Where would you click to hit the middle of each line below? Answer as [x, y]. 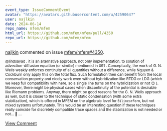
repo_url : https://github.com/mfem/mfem [48, 38]
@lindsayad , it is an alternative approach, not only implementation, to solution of [75, 61]
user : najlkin [20, 19]
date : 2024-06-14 [23, 24]
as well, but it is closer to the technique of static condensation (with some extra [73, 96]
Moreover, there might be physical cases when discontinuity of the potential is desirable [81, 88]
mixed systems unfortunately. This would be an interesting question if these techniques [80, 105]
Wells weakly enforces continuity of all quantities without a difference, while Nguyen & [79, 70]
